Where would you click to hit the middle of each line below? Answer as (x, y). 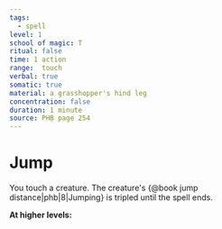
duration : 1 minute (46, 110)
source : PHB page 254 (50, 118)
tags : (19, 18)
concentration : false (50, 101)
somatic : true (36, 85)
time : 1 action (38, 60)
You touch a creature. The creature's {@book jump (104, 188)
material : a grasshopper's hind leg (78, 93)
